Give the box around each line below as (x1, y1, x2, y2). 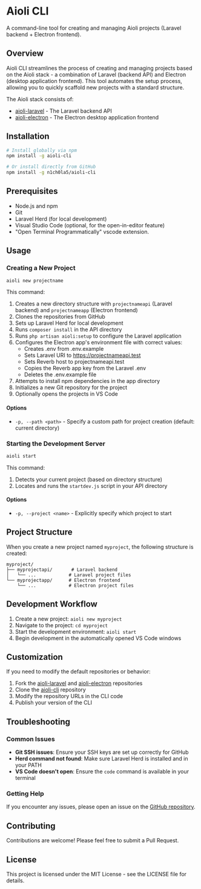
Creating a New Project (6, 264, 76, 272)
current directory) (15, 424, 60, 431)
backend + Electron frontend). (6, 30, 82, 38)
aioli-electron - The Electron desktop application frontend (15, 113, 159, 121)
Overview (6, 48, 44, 59)
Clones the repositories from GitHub (15, 313, 106, 321)
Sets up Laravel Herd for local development (15, 319, 124, 327)
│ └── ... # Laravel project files (6, 571, 131, 578)
